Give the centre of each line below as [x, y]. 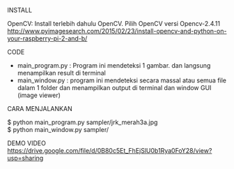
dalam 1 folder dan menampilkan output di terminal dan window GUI [114, 88]
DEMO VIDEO [27, 143]
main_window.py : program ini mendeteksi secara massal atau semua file [122, 80]
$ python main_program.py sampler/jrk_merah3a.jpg [83, 122]
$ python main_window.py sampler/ [58, 130]
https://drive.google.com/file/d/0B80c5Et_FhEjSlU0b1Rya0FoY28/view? [110, 150]
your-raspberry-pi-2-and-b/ [47, 38]
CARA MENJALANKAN [40, 109]
